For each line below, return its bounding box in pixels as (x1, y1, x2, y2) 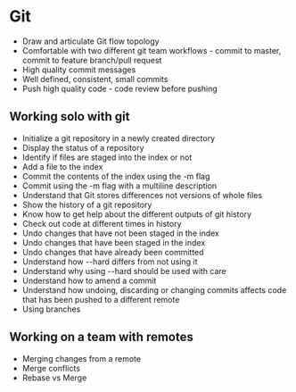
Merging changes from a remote (21, 353, 141, 363)
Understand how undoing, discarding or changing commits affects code (21, 284, 287, 296)
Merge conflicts (21, 363, 80, 373)
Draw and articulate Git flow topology (21, 36, 160, 46)
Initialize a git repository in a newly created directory (21, 132, 216, 144)
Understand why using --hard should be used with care (21, 265, 227, 276)
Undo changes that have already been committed (21, 246, 204, 257)
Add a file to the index (21, 161, 103, 171)
